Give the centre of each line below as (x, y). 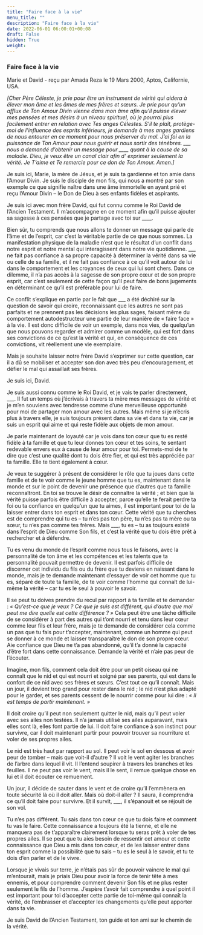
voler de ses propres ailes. (40, 740)
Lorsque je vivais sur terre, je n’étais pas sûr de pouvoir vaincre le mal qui (98, 870)
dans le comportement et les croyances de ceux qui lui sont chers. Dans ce (101, 268)
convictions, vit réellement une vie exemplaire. (65, 344)
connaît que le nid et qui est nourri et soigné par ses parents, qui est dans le (101, 676)
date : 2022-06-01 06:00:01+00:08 (49, 29)
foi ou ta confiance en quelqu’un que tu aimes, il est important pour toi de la (101, 506)
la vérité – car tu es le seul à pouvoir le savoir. (81, 588)
